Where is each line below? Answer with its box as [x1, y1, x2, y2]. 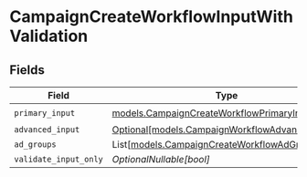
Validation [9, 26, 89, 47]
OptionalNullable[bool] [111, 153, 210, 165]
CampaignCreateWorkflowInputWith [9, 6, 294, 27]
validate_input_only [14, 154, 103, 164]
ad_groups [14, 140, 57, 150]
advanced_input [14, 125, 80, 134]
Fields [9, 62, 46, 78]
